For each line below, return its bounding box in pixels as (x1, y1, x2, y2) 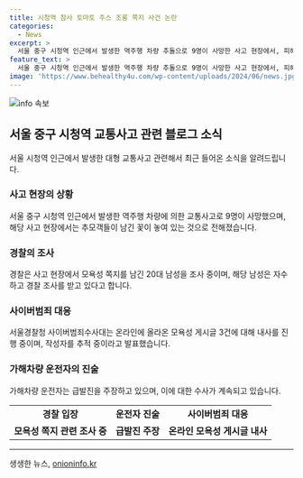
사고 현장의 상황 (9, 188, 74, 201)
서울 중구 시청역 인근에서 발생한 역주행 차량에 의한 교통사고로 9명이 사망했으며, (9, 210, 287, 221)
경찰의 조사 (9, 246, 55, 259)
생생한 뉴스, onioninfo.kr (9, 457, 97, 469)
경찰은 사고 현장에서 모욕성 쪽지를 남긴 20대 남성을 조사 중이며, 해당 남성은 (9, 269, 271, 280)
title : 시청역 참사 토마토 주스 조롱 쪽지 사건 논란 (9, 13, 178, 23)
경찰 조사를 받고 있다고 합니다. (25, 280, 133, 291)
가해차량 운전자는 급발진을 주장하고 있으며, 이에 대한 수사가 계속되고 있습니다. (9, 385, 281, 396)
